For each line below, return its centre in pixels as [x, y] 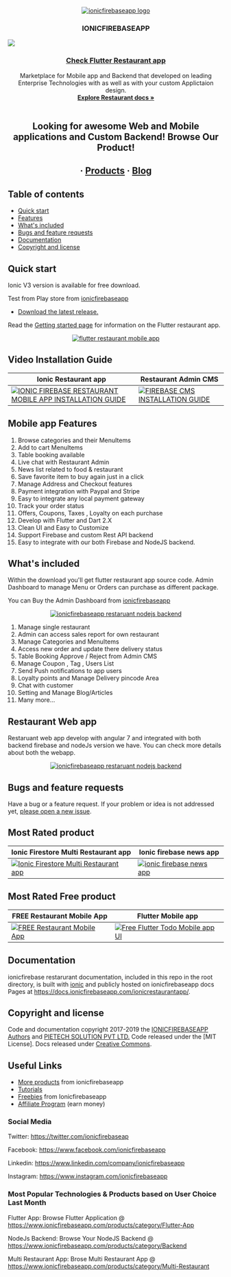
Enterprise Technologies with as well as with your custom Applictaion [116, 83]
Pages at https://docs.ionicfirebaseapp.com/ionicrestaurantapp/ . [99, 991]
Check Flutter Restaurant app [116, 60]
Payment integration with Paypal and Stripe [78, 491]
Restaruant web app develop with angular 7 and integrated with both [105, 738]
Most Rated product [51, 833]
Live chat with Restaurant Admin [63, 462]
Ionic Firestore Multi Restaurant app [71, 852]
